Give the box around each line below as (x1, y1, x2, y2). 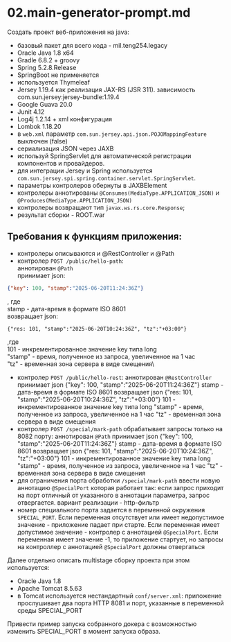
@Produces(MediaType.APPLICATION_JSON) (17, 197, 133, 204)
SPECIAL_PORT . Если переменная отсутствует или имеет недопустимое (17, 513, 225, 521)
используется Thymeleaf (17, 78, 91, 86)
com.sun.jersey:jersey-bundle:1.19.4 (17, 92, 120, 101)
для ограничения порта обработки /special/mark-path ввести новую (17, 476, 221, 485)
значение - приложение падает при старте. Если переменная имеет (17, 520, 220, 528)
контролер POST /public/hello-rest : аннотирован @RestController (17, 373, 212, 381)
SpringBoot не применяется (17, 71, 100, 79)
